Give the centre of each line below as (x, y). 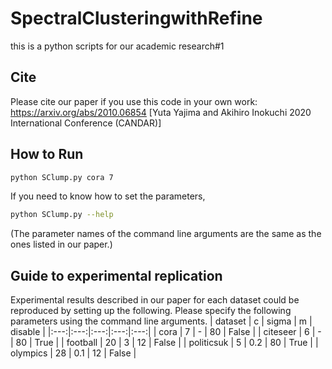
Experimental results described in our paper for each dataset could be (155, 300)
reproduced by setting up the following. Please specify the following (151, 311)
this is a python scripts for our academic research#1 (117, 46)
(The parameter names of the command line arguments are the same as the (166, 234)
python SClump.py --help (62, 215)
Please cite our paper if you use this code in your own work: (134, 101)
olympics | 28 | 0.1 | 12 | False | (73, 353)
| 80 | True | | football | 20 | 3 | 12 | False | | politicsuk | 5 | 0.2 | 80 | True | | (164, 343)
